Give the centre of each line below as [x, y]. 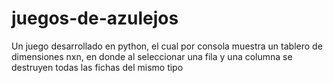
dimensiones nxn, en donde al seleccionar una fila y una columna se [152, 56]
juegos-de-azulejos [95, 18]
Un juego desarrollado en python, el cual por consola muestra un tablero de [167, 46]
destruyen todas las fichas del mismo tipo [97, 67]
